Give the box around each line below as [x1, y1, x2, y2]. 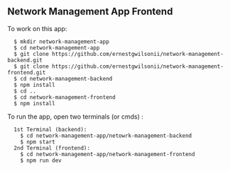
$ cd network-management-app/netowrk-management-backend [20, 132, 192, 139]
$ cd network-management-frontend [13, 93, 116, 101]
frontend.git [7, 69, 46, 76]
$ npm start [20, 138, 55, 146]
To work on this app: [7, 24, 67, 33]
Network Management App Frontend [7, 6, 173, 18]
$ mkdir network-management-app [13, 38, 110, 45]
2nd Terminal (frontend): [13, 144, 91, 151]
